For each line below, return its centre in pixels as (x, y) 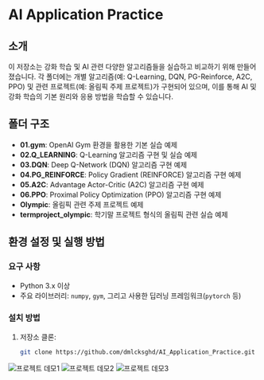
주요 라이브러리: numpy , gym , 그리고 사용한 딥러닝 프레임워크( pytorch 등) (130, 296)
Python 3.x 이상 (45, 285)
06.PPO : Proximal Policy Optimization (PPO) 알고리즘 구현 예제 (120, 194)
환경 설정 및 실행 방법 (56, 242)
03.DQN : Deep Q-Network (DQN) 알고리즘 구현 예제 (103, 164)
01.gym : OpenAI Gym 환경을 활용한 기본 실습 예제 (98, 144)
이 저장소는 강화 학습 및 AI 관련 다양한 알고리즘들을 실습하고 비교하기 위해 (122, 67)
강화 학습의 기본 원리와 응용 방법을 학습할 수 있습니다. (91, 96)
